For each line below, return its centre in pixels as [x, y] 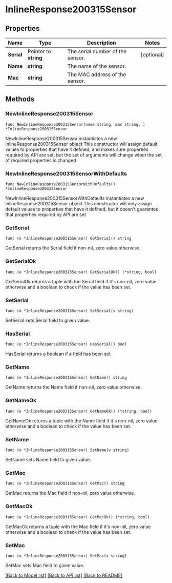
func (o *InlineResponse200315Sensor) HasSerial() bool [66, 344]
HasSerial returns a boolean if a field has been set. [59, 354]
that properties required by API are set [46, 215]
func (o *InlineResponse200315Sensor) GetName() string [66, 378]
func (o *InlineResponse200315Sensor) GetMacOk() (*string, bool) [78, 517]
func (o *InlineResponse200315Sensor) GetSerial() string [68, 239]
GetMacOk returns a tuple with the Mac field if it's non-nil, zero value [78, 527]
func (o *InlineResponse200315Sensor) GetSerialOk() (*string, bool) [81, 272]
